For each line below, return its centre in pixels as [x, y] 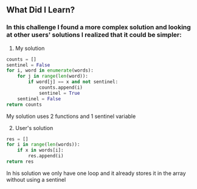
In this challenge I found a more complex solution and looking [99, 27]
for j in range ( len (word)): [53, 76]
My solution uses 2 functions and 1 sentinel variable [71, 116]
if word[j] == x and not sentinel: [73, 82]
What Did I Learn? [40, 10]
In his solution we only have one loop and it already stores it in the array [96, 173]
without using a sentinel [36, 179]
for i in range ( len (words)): [43, 145]
